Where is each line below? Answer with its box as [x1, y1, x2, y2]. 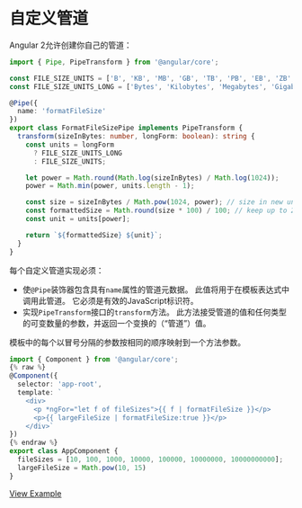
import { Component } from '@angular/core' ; [9, 354, 179, 364]
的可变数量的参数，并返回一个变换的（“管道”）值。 [22, 317, 211, 328]
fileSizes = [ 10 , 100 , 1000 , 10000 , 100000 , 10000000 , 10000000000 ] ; [17, 455, 284, 464]
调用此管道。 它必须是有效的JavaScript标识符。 [22, 295, 199, 306]
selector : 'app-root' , [17, 379, 102, 389]
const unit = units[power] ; [25, 215, 130, 224]
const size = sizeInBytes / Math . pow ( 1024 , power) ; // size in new [25, 198, 283, 207]
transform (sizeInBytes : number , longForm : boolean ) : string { [17, 132, 255, 141]
